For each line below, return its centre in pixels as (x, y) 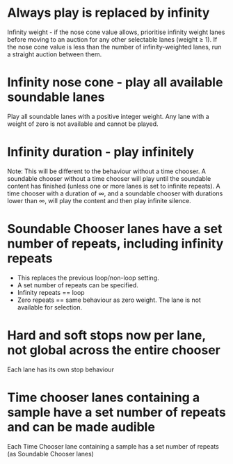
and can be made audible (81, 427)
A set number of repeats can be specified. (78, 285)
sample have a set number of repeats (116, 412)
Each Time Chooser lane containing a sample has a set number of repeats (113, 446)
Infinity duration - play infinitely (101, 152)
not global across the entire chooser (114, 350)
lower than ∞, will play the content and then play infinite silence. (99, 200)
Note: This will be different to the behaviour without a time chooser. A (107, 171)
